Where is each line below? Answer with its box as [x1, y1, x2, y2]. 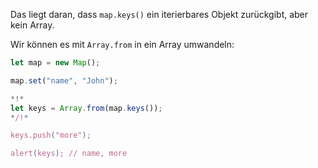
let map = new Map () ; [10, 58, 101, 68]
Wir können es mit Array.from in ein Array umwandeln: [10, 39, 235, 50]
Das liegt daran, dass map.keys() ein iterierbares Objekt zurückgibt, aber [10, 9, 309, 20]
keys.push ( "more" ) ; [10, 130, 92, 141]
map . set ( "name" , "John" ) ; [10, 75, 118, 86]
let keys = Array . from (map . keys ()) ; [10, 103, 163, 113]
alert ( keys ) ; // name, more [10, 149, 128, 159]
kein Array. [10, 19, 55, 31]
